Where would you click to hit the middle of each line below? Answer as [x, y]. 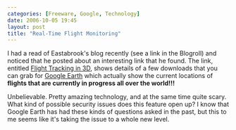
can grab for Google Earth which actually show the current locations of [110, 76]
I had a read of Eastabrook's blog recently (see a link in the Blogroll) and [112, 53]
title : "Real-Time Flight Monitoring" [64, 33]
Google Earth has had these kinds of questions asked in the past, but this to [117, 112]
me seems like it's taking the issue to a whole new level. [88, 119]
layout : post [26, 27]
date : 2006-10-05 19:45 [42, 20]
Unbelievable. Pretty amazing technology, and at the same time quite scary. [117, 97]
